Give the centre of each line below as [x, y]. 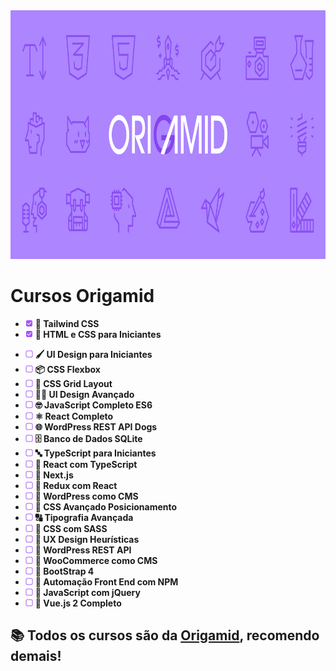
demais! [36, 656]
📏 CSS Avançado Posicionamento [106, 506]
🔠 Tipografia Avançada [84, 517]
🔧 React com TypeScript [86, 464]
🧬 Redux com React [76, 485]
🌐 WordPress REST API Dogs [96, 426]
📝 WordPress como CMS [86, 496]
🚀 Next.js [54, 475]
